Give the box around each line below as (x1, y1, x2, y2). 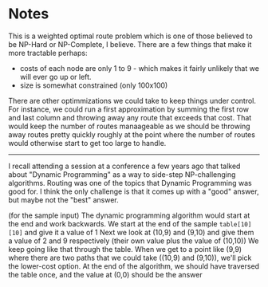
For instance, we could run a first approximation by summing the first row (8, 104, 250, 114)
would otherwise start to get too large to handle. (8, 138, 167, 147)
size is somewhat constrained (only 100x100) (19, 81, 168, 90)
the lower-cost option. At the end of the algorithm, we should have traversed (8, 261, 260, 271)
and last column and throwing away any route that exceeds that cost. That (8, 112, 252, 122)
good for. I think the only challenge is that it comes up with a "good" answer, (8, 187, 259, 196)
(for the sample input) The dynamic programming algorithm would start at (8, 210, 250, 220)
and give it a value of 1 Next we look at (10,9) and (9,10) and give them (24, 227, 254, 237)
